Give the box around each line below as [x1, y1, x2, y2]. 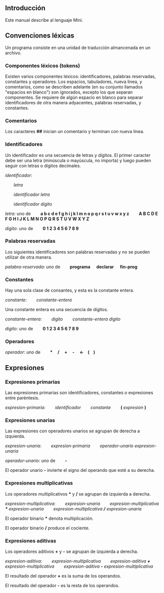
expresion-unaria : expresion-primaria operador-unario [5, 443, 134, 449]
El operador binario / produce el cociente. [5, 525, 90, 531]
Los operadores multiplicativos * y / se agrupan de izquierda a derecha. [5, 491, 151, 497]
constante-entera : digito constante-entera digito [5, 316, 121, 322]
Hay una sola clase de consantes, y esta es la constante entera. [5, 287, 134, 293]
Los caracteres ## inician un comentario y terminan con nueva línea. [5, 129, 144, 135]
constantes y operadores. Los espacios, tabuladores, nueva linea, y [5, 79, 142, 85]
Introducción [5, 4, 46, 12]
